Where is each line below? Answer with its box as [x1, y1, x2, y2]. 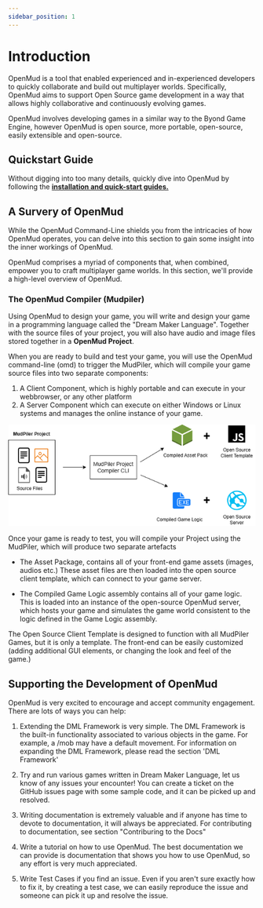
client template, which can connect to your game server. [19, 574, 203, 584]
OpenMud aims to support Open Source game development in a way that [8, 90, 245, 100]
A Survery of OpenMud [8, 205, 124, 218]
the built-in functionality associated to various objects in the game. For [19, 730, 249, 739]
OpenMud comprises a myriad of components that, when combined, [8, 257, 229, 267]
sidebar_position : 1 [8, 13, 76, 20]
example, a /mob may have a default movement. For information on [19, 738, 237, 748]
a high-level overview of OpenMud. [8, 275, 122, 284]
